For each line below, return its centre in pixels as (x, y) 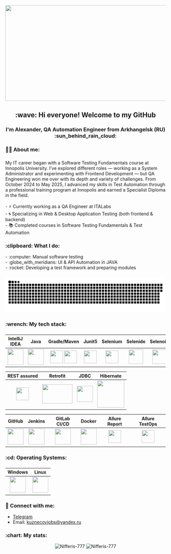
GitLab (63, 418)
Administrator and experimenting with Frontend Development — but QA (80, 174)
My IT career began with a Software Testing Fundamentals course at (77, 163)
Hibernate (111, 376)
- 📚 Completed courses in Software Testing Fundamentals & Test (74, 225)
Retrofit (57, 376)
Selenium (112, 341)
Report (115, 424)
